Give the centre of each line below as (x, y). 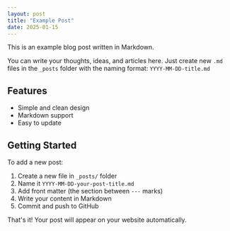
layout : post (27, 14)
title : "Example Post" (41, 21)
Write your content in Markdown (64, 198)
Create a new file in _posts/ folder (67, 176)
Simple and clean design (53, 108)
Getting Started (42, 145)
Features (27, 90)
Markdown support (45, 115)
